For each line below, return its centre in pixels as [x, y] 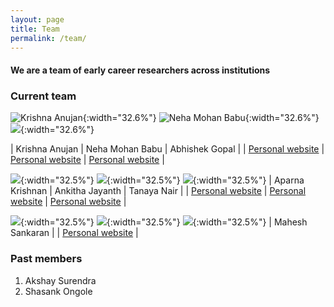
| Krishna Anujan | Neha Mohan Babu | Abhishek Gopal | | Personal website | [167, 149]
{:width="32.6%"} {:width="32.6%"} [201, 118]
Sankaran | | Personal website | [74, 233]
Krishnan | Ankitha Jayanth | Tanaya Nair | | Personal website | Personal [158, 191]
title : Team [35, 29]
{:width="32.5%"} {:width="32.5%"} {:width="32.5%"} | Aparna [162, 180]
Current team [43, 96]
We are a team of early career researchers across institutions [140, 70]
